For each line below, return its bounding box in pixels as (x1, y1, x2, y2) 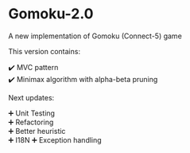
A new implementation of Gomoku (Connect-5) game (8, 31, 183, 41)
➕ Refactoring (8, 117, 54, 127)
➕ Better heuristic (8, 126, 66, 135)
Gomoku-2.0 (8, 5, 94, 23)
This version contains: (8, 46, 81, 56)
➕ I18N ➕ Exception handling (8, 135, 102, 144)
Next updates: (8, 92, 55, 102)
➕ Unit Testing (8, 108, 56, 118)
